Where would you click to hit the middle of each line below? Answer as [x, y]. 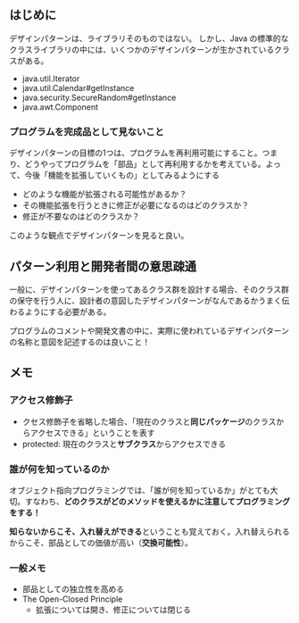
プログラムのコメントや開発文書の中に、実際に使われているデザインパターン [149, 330]
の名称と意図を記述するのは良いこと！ [79, 342]
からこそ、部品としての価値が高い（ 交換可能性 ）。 [101, 543]
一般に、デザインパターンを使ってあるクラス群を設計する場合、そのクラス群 [149, 289]
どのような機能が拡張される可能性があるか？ [104, 195]
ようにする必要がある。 [68, 311]
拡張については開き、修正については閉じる [113, 610]
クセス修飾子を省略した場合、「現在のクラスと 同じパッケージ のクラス [149, 421]
